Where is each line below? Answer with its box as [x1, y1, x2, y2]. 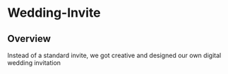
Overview [7, 33, 52, 45]
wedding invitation [7, 59, 61, 67]
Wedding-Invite [7, 5, 101, 21]
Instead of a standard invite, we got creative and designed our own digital [7, 51, 222, 59]
